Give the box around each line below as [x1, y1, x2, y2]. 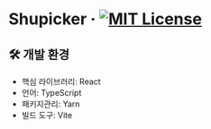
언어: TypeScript [21, 88, 82, 98]
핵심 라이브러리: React [21, 76, 101, 87]
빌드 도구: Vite [21, 110, 73, 120]
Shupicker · [8, 9, 96, 30]
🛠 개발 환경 [8, 47, 69, 62]
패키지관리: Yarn [21, 99, 80, 109]
